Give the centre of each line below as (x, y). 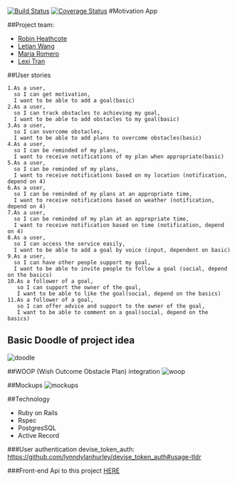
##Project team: (31, 25)
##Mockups (25, 385)
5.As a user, (27, 163)
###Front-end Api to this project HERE (64, 471)
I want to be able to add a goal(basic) (74, 100)
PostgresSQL (37, 428)
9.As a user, (27, 256)
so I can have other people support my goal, (83, 263)
